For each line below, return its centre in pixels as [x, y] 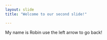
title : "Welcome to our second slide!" [46, 14]
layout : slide [20, 10]
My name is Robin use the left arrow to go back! [54, 32]
